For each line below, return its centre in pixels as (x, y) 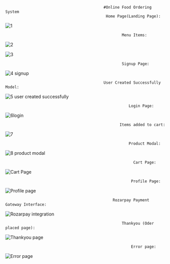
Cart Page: (145, 162)
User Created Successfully (132, 83)
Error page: (144, 247)
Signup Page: (136, 64)
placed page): (20, 228)
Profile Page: (146, 181)
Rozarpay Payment (131, 200)
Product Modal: (144, 143)
